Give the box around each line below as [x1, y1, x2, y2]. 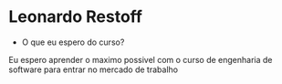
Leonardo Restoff [8, 6, 143, 27]
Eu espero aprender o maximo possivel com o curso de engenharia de [8, 54, 273, 65]
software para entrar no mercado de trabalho [8, 64, 179, 75]
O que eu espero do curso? [21, 37, 125, 47]
